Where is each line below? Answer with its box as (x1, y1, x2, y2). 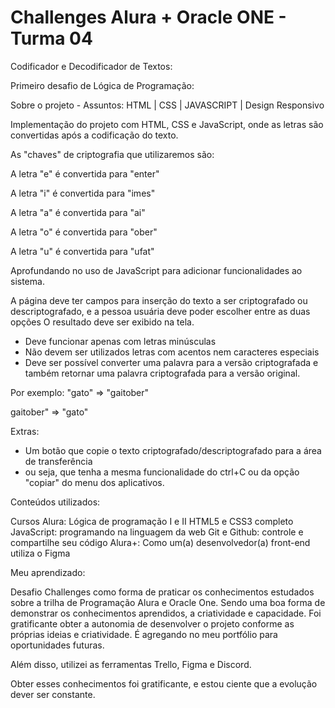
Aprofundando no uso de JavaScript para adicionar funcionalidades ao (10, 264, 303, 276)
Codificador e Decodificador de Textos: (10, 60, 173, 72)
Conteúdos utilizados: (10, 496, 101, 508)
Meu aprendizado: (10, 566, 86, 578)
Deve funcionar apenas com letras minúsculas (24, 335, 217, 347)
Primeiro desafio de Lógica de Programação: (10, 79, 195, 91)
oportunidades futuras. (10, 639, 105, 651)
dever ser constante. (10, 688, 96, 700)
